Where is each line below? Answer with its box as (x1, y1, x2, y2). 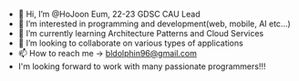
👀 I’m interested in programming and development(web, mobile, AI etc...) (17, 18, 292, 29)
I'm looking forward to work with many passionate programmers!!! (17, 61, 266, 72)
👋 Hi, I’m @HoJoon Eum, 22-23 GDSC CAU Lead (17, 9, 201, 19)
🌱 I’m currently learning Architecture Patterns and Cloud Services (17, 28, 264, 38)
